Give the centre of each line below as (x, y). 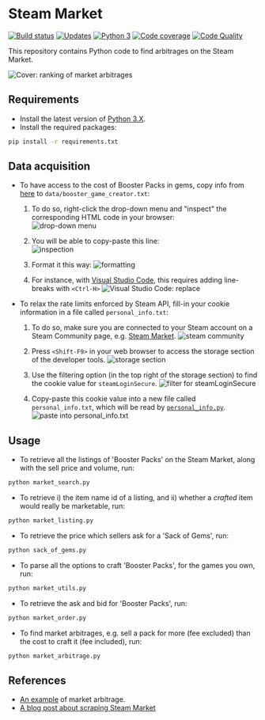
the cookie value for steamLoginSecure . (94, 384)
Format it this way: (62, 265)
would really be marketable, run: (72, 506)
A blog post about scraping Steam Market (87, 708)
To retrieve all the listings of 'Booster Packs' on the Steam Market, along (137, 460)
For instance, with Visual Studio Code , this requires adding (127, 280)
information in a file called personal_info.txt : (94, 313)
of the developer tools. (68, 360)
